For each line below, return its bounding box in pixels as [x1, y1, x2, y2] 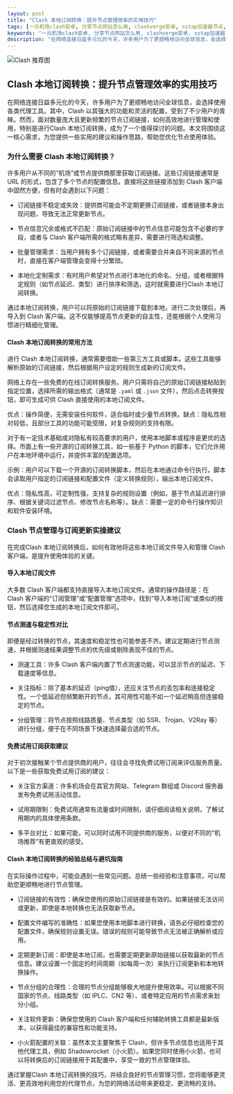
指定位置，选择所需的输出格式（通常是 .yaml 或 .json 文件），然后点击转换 [7, 387, 218, 395]
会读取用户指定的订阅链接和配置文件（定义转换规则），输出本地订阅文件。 [7, 474, 217, 483]
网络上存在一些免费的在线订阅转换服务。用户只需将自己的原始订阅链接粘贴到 [7, 378, 226, 386]
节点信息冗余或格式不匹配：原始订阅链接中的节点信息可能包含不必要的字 [17, 224, 224, 233]
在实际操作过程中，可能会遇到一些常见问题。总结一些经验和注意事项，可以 [7, 871, 220, 879]
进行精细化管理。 [12, 321, 62, 329]
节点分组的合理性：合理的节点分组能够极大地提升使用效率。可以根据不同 [17, 982, 224, 991]
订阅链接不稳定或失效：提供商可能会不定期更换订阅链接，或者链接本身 [17, 201, 218, 209]
